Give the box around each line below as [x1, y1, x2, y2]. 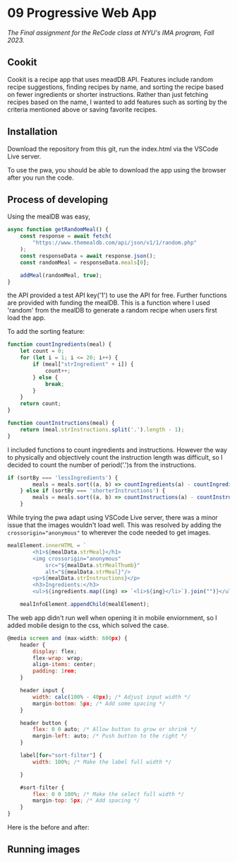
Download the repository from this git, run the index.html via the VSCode [7, 144, 219, 153]
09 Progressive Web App [7, 5, 157, 21]
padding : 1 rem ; [32, 668, 78, 675]
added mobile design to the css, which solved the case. [7, 621, 169, 629]
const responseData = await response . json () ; [20, 252, 157, 260]
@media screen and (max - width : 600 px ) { [7, 634, 128, 641]
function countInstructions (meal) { [7, 419, 115, 426]
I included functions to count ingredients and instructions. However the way [7, 445, 228, 454]
